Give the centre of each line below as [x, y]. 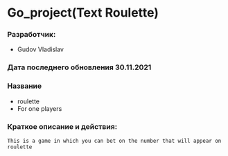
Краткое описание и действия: [62, 126]
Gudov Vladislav [41, 49]
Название [25, 86]
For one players [40, 108]
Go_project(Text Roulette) [83, 13]
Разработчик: [32, 35]
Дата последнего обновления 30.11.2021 [79, 67]
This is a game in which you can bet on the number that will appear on [114, 141]
